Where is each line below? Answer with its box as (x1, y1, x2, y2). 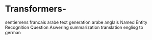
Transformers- (5, 3, 67, 14)
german (5, 29, 21, 35)
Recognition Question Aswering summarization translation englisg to (5, 24, 144, 30)
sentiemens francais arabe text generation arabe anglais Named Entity (5, 19, 148, 25)
